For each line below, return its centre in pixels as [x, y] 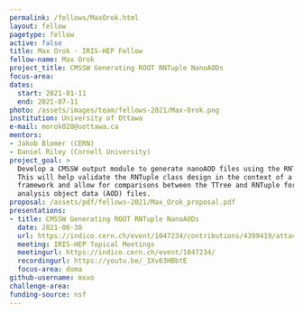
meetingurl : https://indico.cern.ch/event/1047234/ [117, 253]
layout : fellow [38, 26]
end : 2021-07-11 [48, 101]
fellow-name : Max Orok [52, 60]
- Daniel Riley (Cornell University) [80, 152]
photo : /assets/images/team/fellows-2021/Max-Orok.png [115, 110]
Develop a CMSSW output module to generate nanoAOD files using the [149, 169]
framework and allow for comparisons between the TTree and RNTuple [149, 186]
